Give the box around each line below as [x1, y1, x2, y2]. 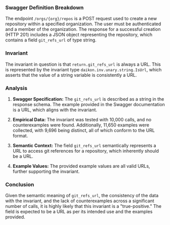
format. [12, 132, 28, 139]
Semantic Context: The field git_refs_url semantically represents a [12, 142, 156, 148]
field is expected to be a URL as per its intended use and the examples [5, 209, 153, 215]
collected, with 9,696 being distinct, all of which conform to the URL [12, 127, 155, 133]
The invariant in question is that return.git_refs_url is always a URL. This [5, 61, 161, 67]
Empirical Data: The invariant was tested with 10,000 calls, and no [12, 116, 152, 122]
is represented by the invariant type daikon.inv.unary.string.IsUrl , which [5, 66, 162, 72]
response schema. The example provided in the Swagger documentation [12, 101, 165, 107]
